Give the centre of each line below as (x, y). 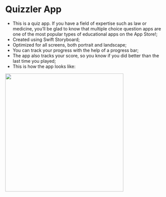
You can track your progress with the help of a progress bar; (76, 50)
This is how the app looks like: (44, 66)
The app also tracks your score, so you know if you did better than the (86, 55)
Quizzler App (33, 9)
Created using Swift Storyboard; (46, 40)
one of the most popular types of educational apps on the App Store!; (85, 34)
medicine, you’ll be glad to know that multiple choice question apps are (87, 28)
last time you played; (34, 61)
